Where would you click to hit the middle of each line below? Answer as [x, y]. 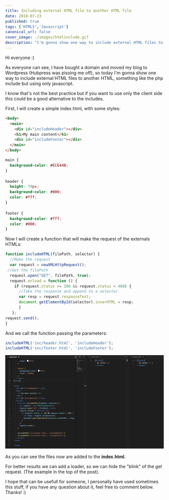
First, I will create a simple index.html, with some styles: [63, 108]
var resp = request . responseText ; [55, 297]
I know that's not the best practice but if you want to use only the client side [84, 93]
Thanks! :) [16, 492]
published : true [22, 21]
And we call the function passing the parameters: [56, 333]
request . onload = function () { [44, 281]
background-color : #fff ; [36, 219]
